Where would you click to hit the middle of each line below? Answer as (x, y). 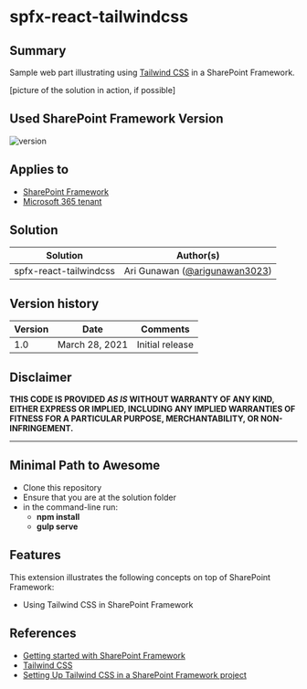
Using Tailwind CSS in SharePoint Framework (108, 604)
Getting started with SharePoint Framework (104, 655)
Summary (38, 51)
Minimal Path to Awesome (85, 466)
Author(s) (198, 256)
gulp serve (57, 526)
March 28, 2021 (93, 344)
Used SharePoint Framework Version (116, 119)
